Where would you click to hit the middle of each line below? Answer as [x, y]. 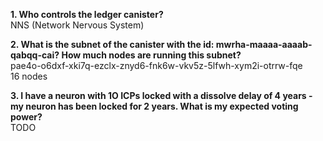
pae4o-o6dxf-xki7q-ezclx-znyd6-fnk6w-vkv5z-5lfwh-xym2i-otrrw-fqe [156, 65]
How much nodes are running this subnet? [151, 55]
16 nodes [29, 76]
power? [26, 117]
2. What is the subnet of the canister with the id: [112, 44]
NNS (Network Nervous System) [77, 25]
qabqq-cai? [35, 55]
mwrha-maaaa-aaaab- [264, 44]
